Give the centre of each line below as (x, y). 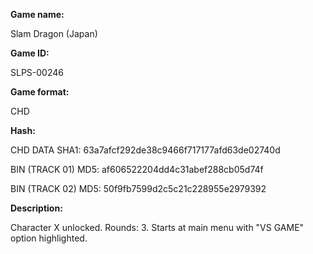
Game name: (37, 14)
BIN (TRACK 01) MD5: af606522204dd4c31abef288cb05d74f (137, 169)
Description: (36, 208)
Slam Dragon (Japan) (54, 33)
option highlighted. (49, 238)
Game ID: (30, 53)
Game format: (40, 92)
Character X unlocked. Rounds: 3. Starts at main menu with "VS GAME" (157, 227)
